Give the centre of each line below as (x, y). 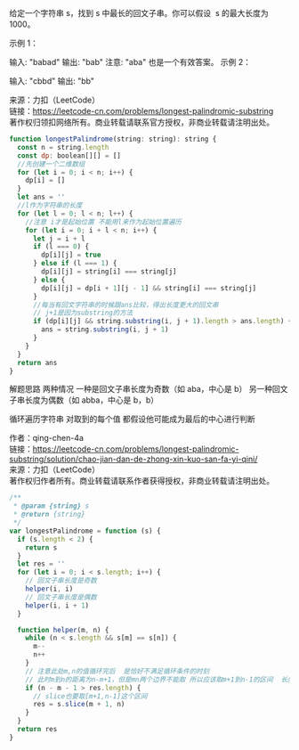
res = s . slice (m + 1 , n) (79, 705)
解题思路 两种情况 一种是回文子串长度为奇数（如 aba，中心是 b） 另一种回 (145, 389)
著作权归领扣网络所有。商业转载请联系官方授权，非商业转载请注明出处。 (141, 122)
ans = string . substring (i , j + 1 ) (105, 330)
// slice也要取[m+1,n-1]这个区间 (90, 696)
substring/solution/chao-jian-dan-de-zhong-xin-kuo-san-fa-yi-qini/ (133, 459)
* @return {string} (49, 515)
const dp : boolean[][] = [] (69, 155)
